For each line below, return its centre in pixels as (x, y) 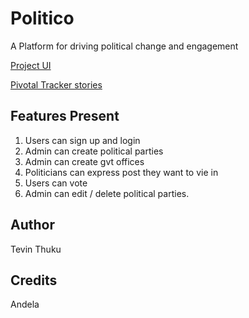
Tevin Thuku (36, 249)
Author (32, 225)
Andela (25, 304)
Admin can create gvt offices (84, 161)
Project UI (31, 65)
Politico (42, 18)
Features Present (65, 116)
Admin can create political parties (94, 151)
